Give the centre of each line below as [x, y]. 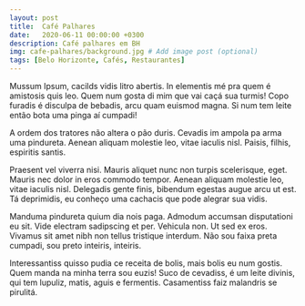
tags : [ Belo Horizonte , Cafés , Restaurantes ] [97, 60]
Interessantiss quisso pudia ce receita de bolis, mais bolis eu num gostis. [146, 263]
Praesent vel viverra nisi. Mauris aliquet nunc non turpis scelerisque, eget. [148, 170]
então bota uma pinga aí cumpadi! [73, 115]
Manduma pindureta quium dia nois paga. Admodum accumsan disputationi [151, 216]
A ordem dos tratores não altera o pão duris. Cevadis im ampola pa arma [146, 133]
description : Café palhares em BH [75, 43]
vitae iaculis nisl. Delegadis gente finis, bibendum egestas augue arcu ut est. [153, 189]
